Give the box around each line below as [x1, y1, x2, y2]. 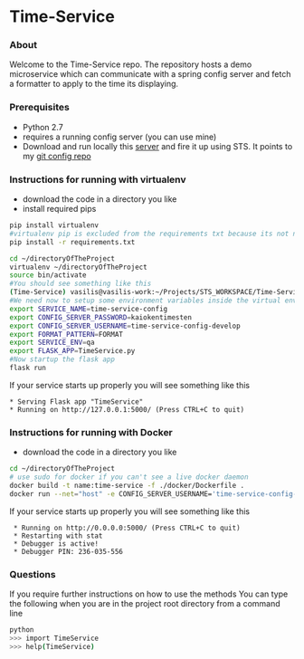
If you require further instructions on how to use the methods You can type [9, 588, 289, 599]
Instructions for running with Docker [9, 425, 174, 438]
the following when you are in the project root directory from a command [9, 598, 280, 609]
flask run [9, 364, 47, 373]
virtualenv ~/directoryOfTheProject [9, 263, 147, 272]
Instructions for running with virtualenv [9, 173, 187, 186]
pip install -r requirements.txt [9, 237, 136, 246]
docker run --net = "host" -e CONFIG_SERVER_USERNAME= [9, 489, 213, 499]
